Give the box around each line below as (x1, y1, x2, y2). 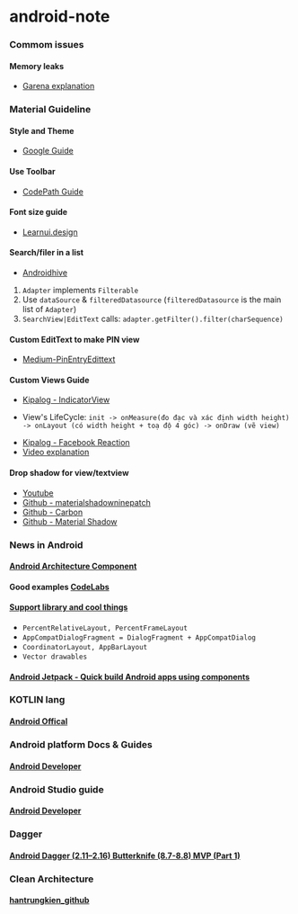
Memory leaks (9, 60, 65, 71)
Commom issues (9, 39, 84, 51)
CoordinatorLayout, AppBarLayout (22, 642, 148, 651)
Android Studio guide (9, 783, 105, 795)
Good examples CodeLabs (9, 581, 110, 592)
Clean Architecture (9, 873, 94, 885)
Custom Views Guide (9, 374, 90, 385)
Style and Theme (9, 125, 74, 136)
